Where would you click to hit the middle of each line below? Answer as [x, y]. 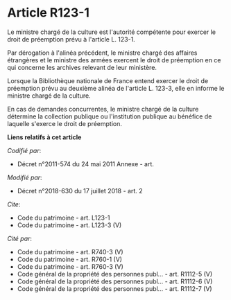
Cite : [14, 204]
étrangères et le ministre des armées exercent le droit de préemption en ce [114, 60]
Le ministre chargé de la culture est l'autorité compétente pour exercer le [112, 32]
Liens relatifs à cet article [44, 137]
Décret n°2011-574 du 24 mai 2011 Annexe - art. [86, 164]
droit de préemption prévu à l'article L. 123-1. [71, 39]
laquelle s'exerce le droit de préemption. [65, 123]
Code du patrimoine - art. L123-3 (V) [69, 225]
